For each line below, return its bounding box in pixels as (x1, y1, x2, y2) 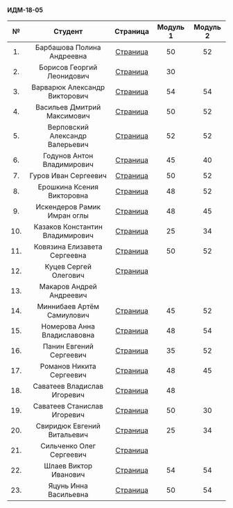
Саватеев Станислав (33, 401, 104, 411)
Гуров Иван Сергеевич (29, 171, 107, 180)
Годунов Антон (42, 151, 94, 160)
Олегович (51, 270, 85, 280)
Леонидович (47, 71, 89, 80)
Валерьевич (47, 140, 89, 149)
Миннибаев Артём (37, 301, 99, 311)
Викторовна (48, 191, 89, 200)
